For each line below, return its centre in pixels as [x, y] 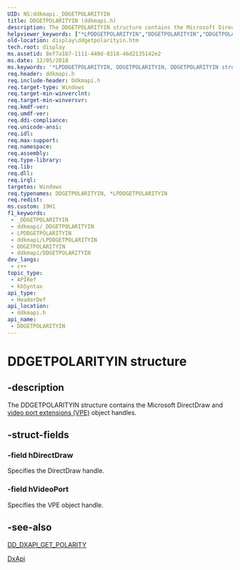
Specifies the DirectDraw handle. [56, 471]
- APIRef [24, 279]
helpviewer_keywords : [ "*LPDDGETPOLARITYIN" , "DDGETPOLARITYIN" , [105, 34]
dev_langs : [24, 260]
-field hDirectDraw [40, 456]
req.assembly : [29, 154]
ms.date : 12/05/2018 [38, 61]
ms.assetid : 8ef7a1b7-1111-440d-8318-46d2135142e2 [84, 54]
